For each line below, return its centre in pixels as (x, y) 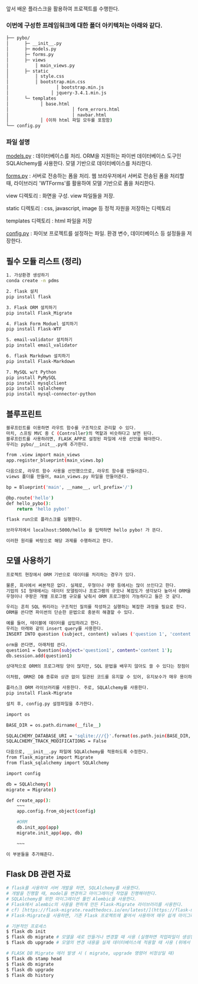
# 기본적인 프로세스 (26, 926)
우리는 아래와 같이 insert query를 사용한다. (55, 629)
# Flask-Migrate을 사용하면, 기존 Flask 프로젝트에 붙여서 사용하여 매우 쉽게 (91, 916)
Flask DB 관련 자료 (39, 874)
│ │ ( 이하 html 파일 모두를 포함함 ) (60, 120)
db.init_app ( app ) (38, 828)
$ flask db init (26, 931)
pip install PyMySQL (32, 377)
